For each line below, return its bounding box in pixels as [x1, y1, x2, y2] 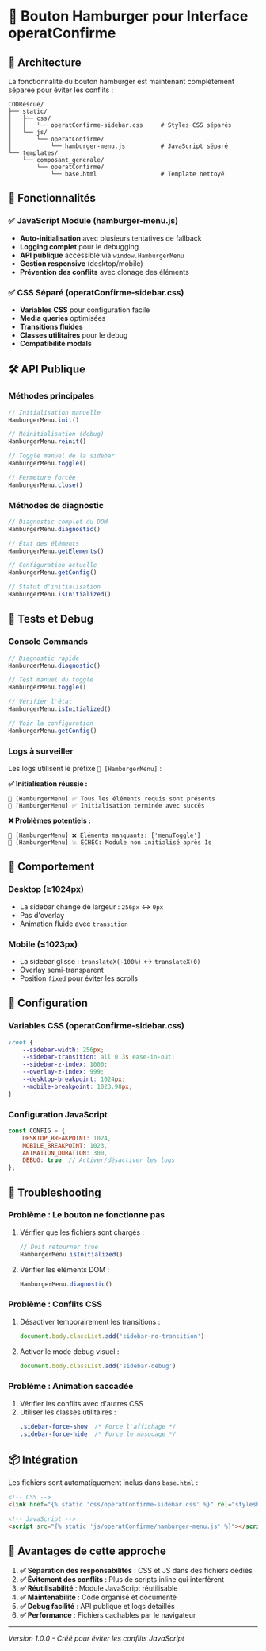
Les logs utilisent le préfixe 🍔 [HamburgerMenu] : [8, 763, 162, 773]
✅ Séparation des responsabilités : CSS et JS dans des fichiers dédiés [19, 1565, 253, 1575]
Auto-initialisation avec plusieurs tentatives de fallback [19, 233, 202, 243]
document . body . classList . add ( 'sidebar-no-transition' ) [19, 1332, 205, 1340]
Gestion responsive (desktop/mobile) [19, 258, 144, 268]
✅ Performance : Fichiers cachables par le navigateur [19, 1610, 196, 1619]
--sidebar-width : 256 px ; [22, 1046, 104, 1054]
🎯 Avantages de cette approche [8, 1545, 166, 1558]
